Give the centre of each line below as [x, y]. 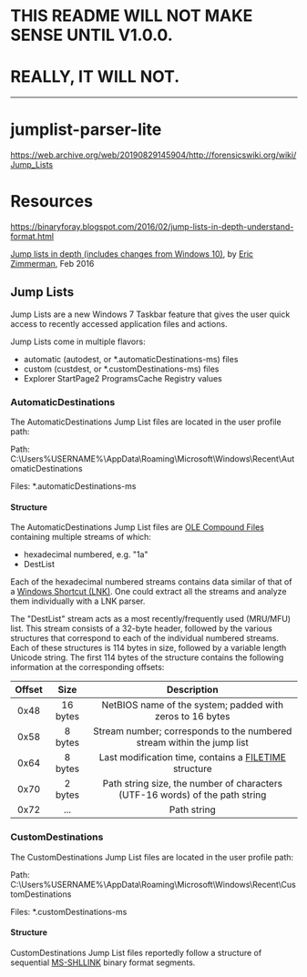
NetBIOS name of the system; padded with [193, 705]
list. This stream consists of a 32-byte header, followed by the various [141, 628]
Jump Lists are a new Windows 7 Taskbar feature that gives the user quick [150, 314]
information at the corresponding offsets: [87, 667]
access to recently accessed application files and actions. [119, 323]
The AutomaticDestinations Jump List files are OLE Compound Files [138, 527]
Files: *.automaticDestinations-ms [73, 486]
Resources [52, 202]
